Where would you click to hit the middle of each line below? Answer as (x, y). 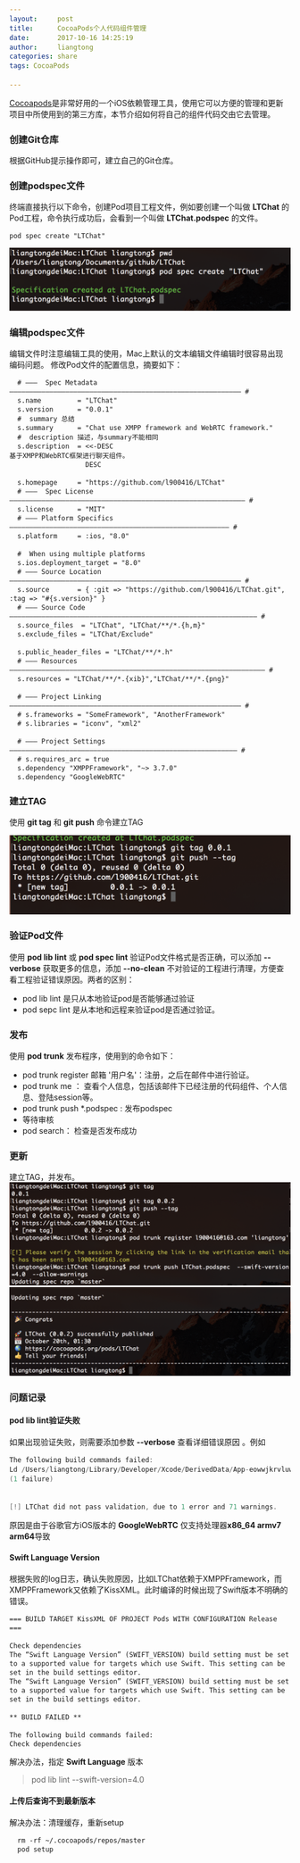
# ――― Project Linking (59, 696)
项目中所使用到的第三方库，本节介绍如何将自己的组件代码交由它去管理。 (142, 114)
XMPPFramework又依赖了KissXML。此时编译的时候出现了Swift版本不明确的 (149, 1590)
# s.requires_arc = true (63, 759)
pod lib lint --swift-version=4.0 (87, 1779)
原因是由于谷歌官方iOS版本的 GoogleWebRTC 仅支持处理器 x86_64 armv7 (145, 1526)
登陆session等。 (68, 1097)
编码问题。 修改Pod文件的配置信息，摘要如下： (96, 364)
